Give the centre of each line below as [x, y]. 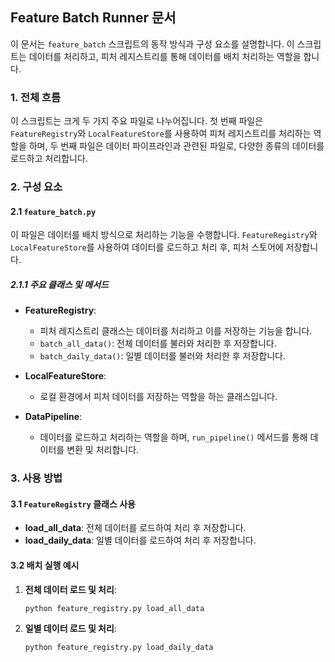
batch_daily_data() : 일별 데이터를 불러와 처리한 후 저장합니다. [162, 356]
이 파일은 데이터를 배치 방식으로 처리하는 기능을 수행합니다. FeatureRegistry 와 [164, 235]
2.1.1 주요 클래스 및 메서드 [59, 284]
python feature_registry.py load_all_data [114, 608]
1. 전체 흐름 [35, 97]
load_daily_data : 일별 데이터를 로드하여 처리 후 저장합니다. [140, 540]
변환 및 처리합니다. [103, 450]
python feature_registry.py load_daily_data [119, 648]
